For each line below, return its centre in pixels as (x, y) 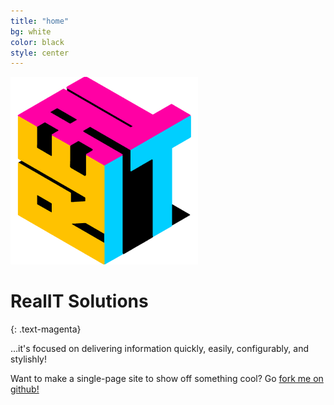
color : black (37, 42)
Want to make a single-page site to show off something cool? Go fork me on (167, 379)
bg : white (31, 31)
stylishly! (28, 359)
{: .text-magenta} (46, 329)
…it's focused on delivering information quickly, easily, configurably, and (160, 349)
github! (25, 389)
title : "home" (40, 21)
